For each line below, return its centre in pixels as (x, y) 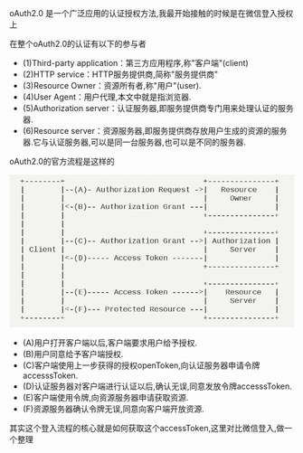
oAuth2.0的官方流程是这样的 (62, 161)
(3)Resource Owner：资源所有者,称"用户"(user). (112, 85)
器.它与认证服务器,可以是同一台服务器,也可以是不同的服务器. (134, 142)
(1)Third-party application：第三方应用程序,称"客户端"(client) (135, 63)
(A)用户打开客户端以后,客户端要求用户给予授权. (109, 343)
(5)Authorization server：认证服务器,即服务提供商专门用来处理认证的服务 (158, 108)
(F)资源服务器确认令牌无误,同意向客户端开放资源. (114, 409)
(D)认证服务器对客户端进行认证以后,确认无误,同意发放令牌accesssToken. (157, 386)
